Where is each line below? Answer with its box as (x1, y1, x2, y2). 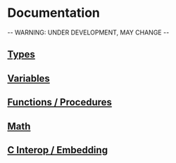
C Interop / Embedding (7, 144, 108, 156)
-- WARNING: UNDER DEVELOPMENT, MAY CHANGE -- (7, 28, 170, 37)
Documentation (7, 5, 101, 21)
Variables (7, 72, 51, 84)
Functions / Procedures (7, 96, 113, 108)
